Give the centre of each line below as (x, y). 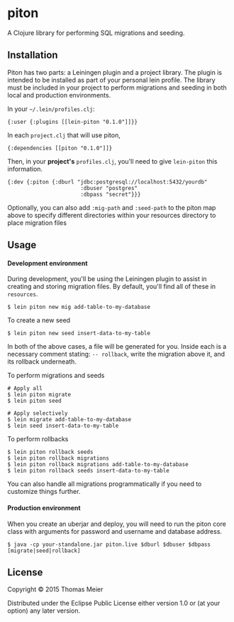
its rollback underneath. (42, 362)
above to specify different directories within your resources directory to (112, 215)
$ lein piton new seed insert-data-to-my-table (79, 333)
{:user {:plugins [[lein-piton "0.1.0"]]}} (73, 122)
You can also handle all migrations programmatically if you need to (105, 484)
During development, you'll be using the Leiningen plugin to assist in (107, 279)
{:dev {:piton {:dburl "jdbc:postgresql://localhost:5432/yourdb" (107, 182)
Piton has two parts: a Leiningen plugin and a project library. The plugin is (115, 72)
